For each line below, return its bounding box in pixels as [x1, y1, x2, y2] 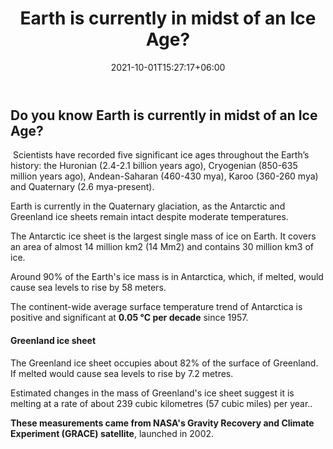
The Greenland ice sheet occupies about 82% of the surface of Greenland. [10, 357, 319, 369]
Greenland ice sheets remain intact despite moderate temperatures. [10, 211, 289, 223]
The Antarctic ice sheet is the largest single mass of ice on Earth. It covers [10, 230, 317, 242]
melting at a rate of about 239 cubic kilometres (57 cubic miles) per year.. [10, 397, 313, 409]
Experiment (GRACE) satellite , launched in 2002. [10, 427, 215, 439]
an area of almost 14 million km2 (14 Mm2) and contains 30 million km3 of [10, 241, 314, 253]
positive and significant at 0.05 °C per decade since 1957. [10, 312, 249, 324]
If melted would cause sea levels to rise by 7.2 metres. [10, 367, 234, 379]
